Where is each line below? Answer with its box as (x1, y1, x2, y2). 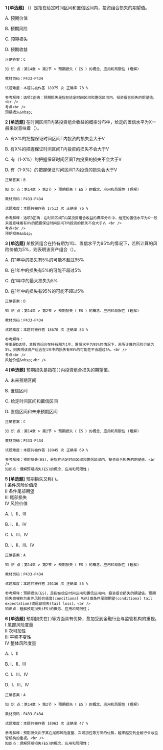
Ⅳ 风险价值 (5, 500, 28, 506)
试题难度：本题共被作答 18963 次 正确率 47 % (5, 721, 89, 726)
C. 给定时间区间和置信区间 (5, 398, 58, 404)
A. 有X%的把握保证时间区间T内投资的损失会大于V (5, 136, 105, 141)
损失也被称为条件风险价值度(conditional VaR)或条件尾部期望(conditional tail (5, 596, 153, 601)
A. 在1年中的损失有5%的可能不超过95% (5, 257, 85, 263)
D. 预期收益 (5, 47, 28, 52)
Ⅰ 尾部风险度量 (5, 622, 33, 627)
